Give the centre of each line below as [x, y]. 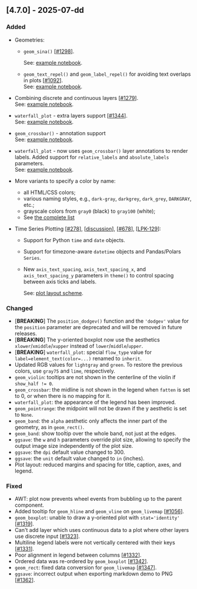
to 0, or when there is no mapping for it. [63, 396]
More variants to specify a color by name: [65, 181]
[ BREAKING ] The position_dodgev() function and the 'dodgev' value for [102, 321]
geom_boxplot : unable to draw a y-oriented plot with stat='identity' [97, 518]
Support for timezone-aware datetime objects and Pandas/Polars [102, 251]
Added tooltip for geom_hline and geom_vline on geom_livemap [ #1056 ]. [99, 511]
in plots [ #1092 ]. [43, 80]
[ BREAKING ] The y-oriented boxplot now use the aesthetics [87, 339]
